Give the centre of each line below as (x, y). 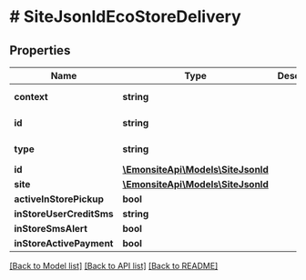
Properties (40, 50)
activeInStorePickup (59, 199)
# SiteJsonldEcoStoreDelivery (125, 17)
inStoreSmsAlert (51, 229)
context (31, 97)
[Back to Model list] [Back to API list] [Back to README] (114, 266)
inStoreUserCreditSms (64, 214)
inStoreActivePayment (64, 243)
